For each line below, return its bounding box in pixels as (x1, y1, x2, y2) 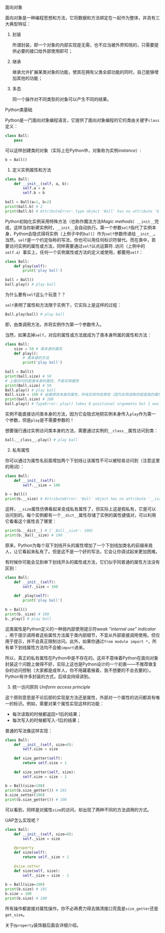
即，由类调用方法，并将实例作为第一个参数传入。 (5, 321, 104, 327)
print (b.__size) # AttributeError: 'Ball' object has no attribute (5, 497, 146, 502)
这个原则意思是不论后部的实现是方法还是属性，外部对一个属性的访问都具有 (5, 694, 156, 700)
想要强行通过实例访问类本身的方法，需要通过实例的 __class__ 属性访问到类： (5, 428, 159, 433)
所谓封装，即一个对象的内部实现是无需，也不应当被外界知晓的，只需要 (12, 42, 155, 48)
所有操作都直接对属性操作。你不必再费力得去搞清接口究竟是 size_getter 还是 (5, 905, 159, 911)
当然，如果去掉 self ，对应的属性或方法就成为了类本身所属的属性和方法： (5, 332, 152, 338)
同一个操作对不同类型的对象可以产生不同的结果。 (12, 96, 111, 102)
